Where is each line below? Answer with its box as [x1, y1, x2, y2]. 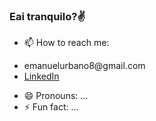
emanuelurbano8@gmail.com [23, 60, 146, 72]
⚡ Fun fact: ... [23, 101, 79, 113]
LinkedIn [23, 70, 60, 83]
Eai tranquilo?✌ [9, 9, 86, 23]
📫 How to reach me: [23, 37, 110, 49]
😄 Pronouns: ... [23, 90, 89, 102]
